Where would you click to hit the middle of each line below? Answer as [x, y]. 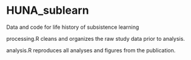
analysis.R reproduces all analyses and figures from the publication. [91, 50]
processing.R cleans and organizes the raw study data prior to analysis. [95, 38]
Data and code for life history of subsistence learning [73, 27]
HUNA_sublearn [48, 10]
